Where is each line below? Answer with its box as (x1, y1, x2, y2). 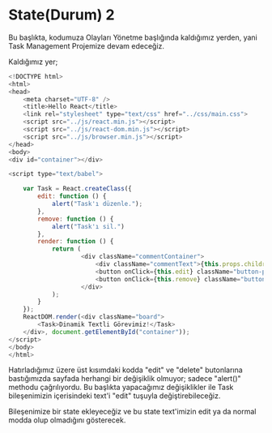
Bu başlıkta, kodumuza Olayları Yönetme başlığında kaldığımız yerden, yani (8, 32, 257, 42)
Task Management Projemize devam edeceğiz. (8, 41, 164, 50)
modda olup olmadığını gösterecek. (8, 415, 126, 425)
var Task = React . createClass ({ (23, 185, 132, 193)
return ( (51, 245, 82, 253)
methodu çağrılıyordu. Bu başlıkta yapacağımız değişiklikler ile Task (8, 383, 234, 392)
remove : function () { (37, 215, 114, 223)
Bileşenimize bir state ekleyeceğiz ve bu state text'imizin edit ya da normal (8, 407, 257, 417)
